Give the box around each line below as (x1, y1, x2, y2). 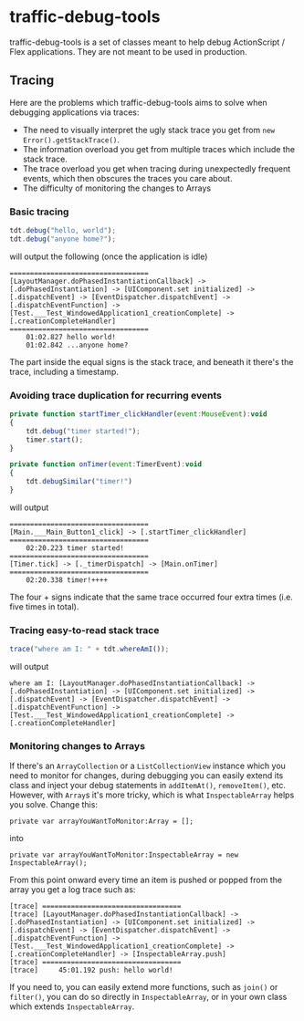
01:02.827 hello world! (26, 332, 117, 341)
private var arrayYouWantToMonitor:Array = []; (9, 817, 194, 827)
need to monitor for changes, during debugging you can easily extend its (9, 770, 284, 781)
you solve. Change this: (9, 799, 99, 810)
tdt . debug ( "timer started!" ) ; (26, 426, 142, 435)
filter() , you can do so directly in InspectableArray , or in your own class (9, 992, 288, 1003)
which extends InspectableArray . (9, 1001, 135, 1012)
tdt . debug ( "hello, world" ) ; (9, 226, 117, 235)
